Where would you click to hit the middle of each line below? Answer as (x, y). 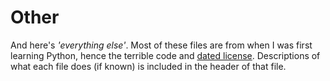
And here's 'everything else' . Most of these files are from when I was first (161, 45)
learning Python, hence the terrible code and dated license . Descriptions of (165, 55)
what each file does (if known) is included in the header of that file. (148, 66)
